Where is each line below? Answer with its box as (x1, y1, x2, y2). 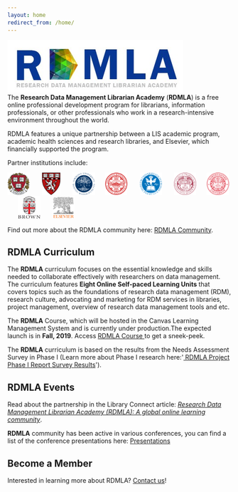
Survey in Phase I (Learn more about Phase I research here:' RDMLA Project (7, 353, 230, 362)
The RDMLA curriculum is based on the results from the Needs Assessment (7, 345, 229, 354)
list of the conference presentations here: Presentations (7, 436, 171, 445)
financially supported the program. (7, 145, 109, 153)
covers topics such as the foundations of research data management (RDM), (7, 288, 232, 296)
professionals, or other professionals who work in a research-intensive (7, 108, 215, 117)
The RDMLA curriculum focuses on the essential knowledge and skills (7, 265, 212, 273)
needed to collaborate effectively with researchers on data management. (7, 273, 221, 281)
